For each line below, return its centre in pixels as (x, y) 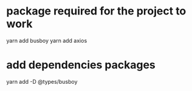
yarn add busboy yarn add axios (47, 40)
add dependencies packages (81, 65)
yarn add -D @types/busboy (42, 81)
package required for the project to (96, 11)
